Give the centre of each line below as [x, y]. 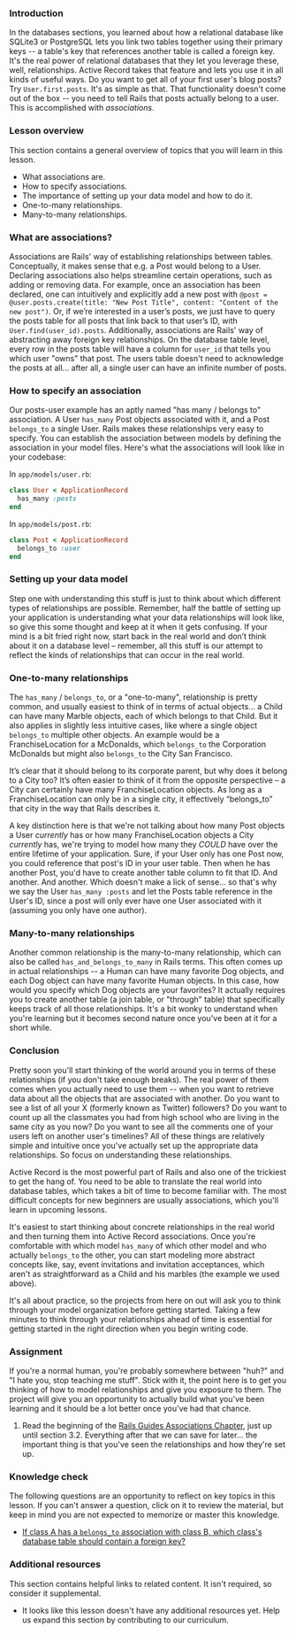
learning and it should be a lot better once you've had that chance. [130, 1408]
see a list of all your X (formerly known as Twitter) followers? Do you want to [148, 1107]
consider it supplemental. [55, 1593]
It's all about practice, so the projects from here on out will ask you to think [145, 1300]
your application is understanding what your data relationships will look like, [147, 617]
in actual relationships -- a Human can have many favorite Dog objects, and [147, 972]
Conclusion [34, 1050]
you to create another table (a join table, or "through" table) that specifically [147, 1000]
